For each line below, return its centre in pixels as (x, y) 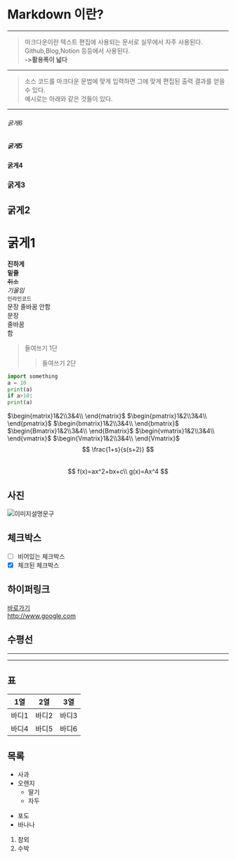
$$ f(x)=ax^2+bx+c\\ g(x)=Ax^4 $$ (118, 471)
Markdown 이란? (55, 14)
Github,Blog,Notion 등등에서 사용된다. (77, 51)
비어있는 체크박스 (41, 556)
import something (33, 376)
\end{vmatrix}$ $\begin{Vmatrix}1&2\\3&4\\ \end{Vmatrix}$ (94, 438)
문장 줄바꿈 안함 (29, 307)
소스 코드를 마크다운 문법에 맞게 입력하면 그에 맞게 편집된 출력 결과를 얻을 (125, 81)
